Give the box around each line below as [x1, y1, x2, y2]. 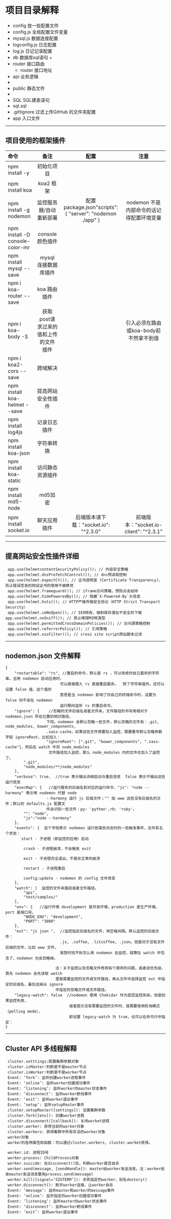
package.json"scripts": [63, 203, 119, 210]
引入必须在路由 [125, 319, 162, 326]
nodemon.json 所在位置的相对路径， [5, 714, 73, 719]
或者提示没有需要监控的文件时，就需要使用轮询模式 [69, 1003, 160, 1009]
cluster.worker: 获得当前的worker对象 [7, 1124, 84, 1129]
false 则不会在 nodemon [5, 698, 52, 703]
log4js [8, 429, 23, 436]
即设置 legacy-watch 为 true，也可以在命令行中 [69, 1015, 162, 1020]
